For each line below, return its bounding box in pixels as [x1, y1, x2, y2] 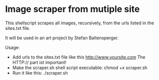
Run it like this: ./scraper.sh [12, 70, 68, 76]
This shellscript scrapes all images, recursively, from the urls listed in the [5, 20, 154, 26]
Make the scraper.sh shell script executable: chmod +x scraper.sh [12, 65, 148, 71]
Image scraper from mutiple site [5, 3, 140, 15]
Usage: [5, 44, 20, 50]
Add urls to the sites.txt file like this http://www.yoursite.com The [12, 54, 146, 60]
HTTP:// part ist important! [12, 59, 67, 65]
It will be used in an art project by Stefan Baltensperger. [5, 35, 119, 41]
